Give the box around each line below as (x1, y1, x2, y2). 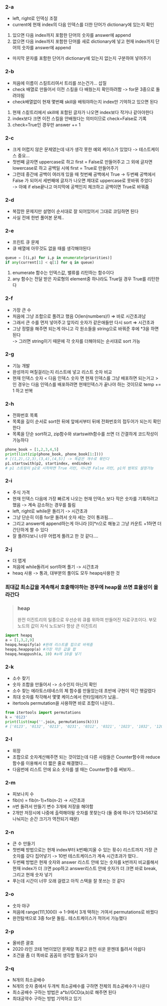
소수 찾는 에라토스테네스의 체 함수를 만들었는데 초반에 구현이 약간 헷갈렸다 (12, 687, 156, 693)
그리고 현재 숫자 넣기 (12, 872, 53, 878)
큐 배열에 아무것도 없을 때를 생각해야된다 (12, 246, 91, 251)
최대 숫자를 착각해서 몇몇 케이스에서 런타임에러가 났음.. (12, 694, 119, 700)
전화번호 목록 (12, 412, 38, 418)
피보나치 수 (12, 791, 34, 797)
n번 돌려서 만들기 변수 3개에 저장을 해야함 (12, 803, 93, 810)
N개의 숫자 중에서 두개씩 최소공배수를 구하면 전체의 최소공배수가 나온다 (12, 983, 150, 989)
